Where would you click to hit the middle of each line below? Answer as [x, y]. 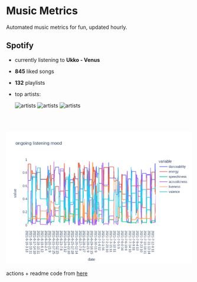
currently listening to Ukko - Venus [57, 59]
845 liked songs [34, 71]
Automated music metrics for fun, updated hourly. [67, 27]
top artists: [28, 94]
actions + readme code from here [47, 273]
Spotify [20, 46]
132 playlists [30, 82]
